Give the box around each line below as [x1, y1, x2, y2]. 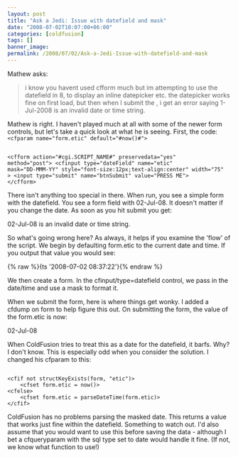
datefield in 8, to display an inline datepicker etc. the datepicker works [24, 90, 230, 100]
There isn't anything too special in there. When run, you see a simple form [7, 190, 225, 199]
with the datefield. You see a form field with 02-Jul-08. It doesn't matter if [7, 198, 224, 207]
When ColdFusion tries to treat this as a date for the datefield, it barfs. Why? [7, 340, 230, 348]
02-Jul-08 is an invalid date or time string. [7, 220, 131, 228]
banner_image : [7, 43, 50, 50]
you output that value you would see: [7, 248, 116, 257]
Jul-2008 [24, 106, 53, 114]
